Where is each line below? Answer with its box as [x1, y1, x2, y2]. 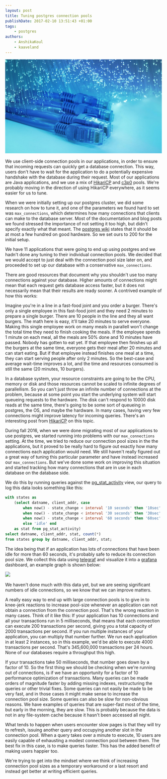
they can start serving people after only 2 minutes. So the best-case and [5, 355, 154, 361]
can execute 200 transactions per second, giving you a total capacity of [5, 623, 153, 629]
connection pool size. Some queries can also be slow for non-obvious [5, 696, 148, 702]
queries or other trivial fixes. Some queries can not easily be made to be [5, 685, 153, 691]
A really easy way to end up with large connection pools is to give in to [5, 596, 150, 602]
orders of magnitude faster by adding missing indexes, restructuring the [5, 680, 153, 686]
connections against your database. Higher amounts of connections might [5, 277, 157, 283]
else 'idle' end [23, 521, 57, 526]
